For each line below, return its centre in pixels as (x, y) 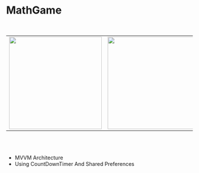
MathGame (34, 10)
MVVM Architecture (39, 158)
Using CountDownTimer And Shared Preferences (74, 164)
